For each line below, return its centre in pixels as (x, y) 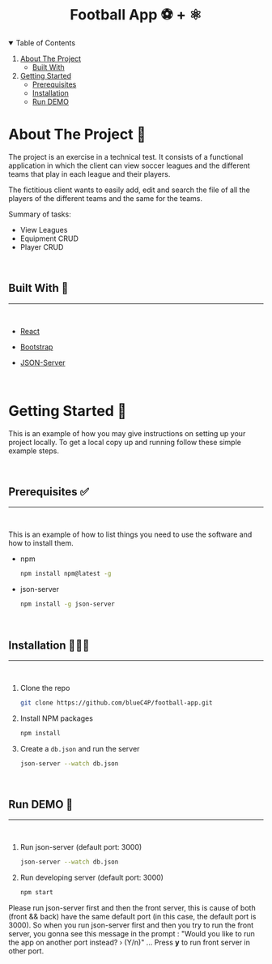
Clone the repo (45, 688)
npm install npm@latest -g (66, 574)
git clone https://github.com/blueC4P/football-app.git (116, 703)
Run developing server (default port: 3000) (92, 878)
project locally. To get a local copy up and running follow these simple (125, 442)
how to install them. (41, 543)
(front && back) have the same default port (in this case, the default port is (132, 917)
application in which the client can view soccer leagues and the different (129, 165)
